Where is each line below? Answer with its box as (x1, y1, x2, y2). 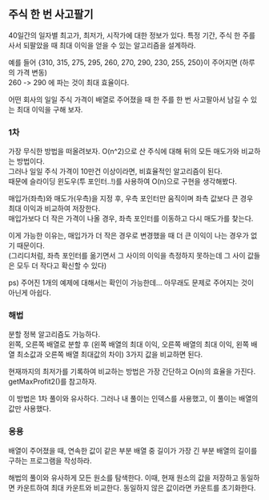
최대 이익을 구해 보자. (16, 104, 83, 114)
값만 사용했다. (8, 404, 52, 413)
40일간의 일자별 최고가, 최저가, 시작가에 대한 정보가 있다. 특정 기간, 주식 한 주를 (8, 30, 256, 40)
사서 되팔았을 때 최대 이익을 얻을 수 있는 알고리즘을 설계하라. (8, 40, 196, 50)
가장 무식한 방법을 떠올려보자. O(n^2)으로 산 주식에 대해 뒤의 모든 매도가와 (8, 147, 240, 157)
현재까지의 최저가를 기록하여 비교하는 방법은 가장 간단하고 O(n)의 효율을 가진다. (8, 367, 256, 376)
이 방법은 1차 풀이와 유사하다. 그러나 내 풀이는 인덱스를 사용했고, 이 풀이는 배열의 (8, 394, 259, 404)
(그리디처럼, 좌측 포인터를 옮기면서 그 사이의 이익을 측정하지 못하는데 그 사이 (8, 251, 246, 261)
